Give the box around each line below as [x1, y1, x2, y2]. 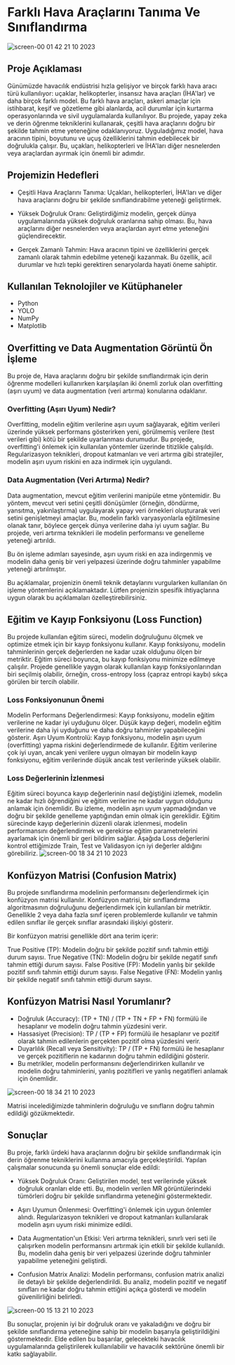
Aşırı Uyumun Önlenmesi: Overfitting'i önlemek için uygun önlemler [17, 1205, 212, 1214]
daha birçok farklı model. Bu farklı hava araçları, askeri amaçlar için [7, 96, 201, 105]
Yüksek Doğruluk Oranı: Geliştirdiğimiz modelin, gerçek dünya [17, 209, 196, 218]
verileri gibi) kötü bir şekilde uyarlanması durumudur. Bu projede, [7, 435, 194, 444]
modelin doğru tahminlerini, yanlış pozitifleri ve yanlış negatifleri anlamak [17, 1067, 228, 1075]
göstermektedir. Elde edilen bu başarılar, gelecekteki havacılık [7, 1335, 186, 1343]
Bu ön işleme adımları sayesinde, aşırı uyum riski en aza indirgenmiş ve [7, 550, 213, 558]
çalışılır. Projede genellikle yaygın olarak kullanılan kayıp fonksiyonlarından [7, 662, 222, 671]
